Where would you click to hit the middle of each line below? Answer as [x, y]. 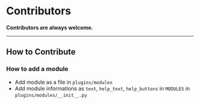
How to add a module [37, 69]
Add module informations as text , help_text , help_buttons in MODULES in [102, 88]
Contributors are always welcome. [50, 27]
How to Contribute [41, 52]
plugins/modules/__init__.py [51, 95]
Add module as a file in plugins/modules [64, 82]
